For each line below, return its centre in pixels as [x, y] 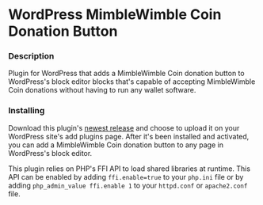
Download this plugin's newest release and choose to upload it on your [124, 127]
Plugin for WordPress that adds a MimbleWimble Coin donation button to [126, 74]
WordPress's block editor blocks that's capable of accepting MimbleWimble [132, 82]
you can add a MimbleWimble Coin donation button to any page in [116, 145]
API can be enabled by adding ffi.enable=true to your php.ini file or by [126, 177]
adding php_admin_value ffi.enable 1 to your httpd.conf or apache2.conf [128, 185]
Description [31, 56]
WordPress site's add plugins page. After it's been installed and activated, [129, 136]
